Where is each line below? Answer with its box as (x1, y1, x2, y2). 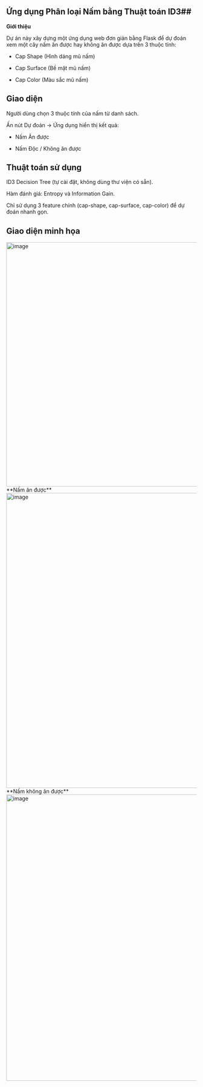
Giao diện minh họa (6, 226, 80, 236)
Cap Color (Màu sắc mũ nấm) (14, 76, 89, 83)
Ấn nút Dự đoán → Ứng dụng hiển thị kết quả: (6, 121, 119, 128)
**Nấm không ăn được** (6, 788, 69, 795)
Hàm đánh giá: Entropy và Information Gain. (6, 190, 115, 197)
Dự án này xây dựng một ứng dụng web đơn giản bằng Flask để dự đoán (6, 34, 186, 42)
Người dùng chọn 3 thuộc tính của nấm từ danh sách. (6, 110, 139, 117)
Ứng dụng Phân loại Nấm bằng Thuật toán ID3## (6, 7, 192, 17)
